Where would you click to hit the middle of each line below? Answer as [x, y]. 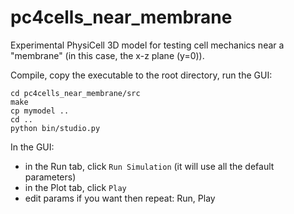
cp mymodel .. [40, 111]
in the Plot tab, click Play [75, 187]
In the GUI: [32, 147]
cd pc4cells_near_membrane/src [75, 93]
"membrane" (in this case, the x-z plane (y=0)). [107, 55]
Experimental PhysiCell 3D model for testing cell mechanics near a [147, 45]
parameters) [50, 177]
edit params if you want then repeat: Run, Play [120, 198]
